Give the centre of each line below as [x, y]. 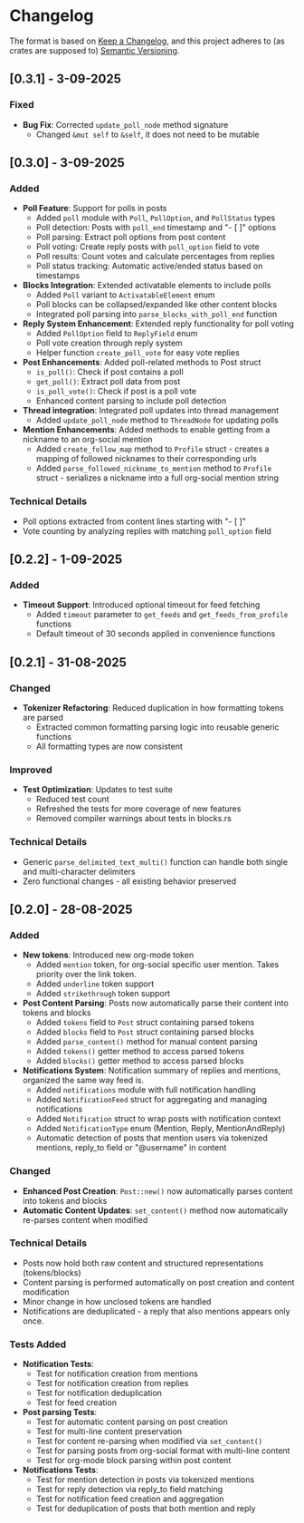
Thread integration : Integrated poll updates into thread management [151, 411]
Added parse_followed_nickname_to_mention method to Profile [154, 469]
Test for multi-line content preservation [109, 1431]
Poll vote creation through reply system [109, 343]
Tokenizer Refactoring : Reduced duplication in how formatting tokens [153, 707]
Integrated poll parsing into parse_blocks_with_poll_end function [157, 315]
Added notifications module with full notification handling [146, 1090]
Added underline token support [95, 984]
